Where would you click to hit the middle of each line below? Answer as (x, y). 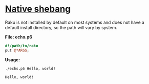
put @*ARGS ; (17, 50)
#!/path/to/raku (21, 46)
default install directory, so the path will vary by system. (61, 27)
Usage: (13, 60)
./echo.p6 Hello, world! (30, 68)
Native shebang (38, 9)
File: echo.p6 (19, 37)
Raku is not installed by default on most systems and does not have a (75, 22)
